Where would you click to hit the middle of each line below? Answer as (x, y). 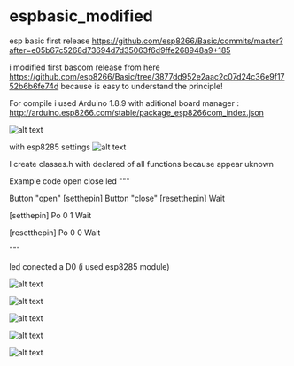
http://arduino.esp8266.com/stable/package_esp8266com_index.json (136, 112)
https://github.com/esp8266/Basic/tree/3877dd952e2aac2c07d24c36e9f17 (147, 76)
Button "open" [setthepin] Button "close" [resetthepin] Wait (117, 198)
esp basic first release (50, 41)
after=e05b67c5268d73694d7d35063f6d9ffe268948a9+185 (120, 50)
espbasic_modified (81, 16)
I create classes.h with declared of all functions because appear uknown (142, 164)
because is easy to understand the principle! (142, 86)
